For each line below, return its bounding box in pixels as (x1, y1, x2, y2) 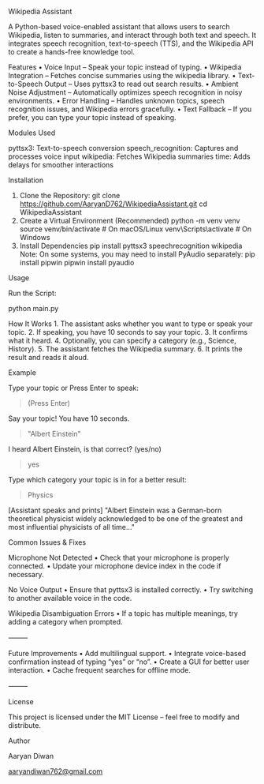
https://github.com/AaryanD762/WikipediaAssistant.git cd (19, 199, 207, 208)
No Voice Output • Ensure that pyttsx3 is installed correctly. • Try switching (8, 585, 254, 595)
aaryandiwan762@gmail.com (8, 767, 103, 776)
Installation (8, 175, 44, 185)
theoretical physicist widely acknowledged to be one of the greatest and (8, 514, 243, 523)
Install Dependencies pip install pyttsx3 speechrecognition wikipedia (19, 241, 243, 250)
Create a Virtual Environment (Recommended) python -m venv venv (19, 216, 240, 225)
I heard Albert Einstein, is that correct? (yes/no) (8, 445, 162, 453)
